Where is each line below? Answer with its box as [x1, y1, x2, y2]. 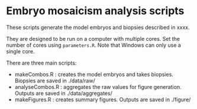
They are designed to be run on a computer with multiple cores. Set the [6, 35, 180, 42]
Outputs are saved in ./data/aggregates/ [14, 89, 112, 97]
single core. [6, 47, 35, 54]
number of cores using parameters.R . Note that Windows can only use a [6, 41, 182, 49]
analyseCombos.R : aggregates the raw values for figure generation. [14, 83, 182, 90]
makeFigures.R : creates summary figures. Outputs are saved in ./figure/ [14, 96, 191, 103]
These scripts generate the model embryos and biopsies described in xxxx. [6, 24, 190, 31]
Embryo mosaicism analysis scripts [6, 4, 185, 18]
